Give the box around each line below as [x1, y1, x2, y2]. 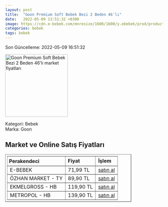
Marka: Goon [5, 126, 32, 132]
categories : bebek [5, 26, 43, 31]
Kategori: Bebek [5, 121, 38, 126]
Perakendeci [9, 157, 40, 164]
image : [5, 21, 19, 26]
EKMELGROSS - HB [9, 183, 57, 190]
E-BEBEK [9, 166, 32, 173]
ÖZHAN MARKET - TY [9, 174, 63, 181]
